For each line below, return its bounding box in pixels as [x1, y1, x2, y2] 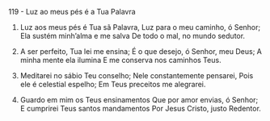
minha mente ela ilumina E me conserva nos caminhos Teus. [19, 56, 221, 65]
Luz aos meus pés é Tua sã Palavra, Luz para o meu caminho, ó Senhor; [19, 23, 261, 31]
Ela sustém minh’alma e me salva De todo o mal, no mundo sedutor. [19, 31, 245, 40]
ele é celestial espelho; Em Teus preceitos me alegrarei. [19, 80, 206, 89]
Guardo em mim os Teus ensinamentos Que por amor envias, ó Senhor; [19, 95, 259, 104]
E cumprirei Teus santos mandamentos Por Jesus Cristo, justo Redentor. [19, 104, 261, 113]
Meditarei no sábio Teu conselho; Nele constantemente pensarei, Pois [19, 71, 254, 80]
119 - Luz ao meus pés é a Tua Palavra [8, 7, 136, 16]
